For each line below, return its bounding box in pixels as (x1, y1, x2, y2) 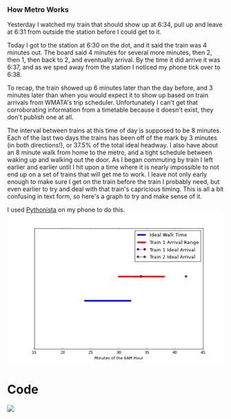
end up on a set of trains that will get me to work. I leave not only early (7, 170, 208, 178)
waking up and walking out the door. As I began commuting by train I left (7, 156, 214, 164)
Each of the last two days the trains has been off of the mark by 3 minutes (7, 134, 217, 142)
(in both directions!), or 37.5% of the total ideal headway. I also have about (7, 141, 219, 150)
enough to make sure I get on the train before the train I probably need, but (7, 178, 220, 186)
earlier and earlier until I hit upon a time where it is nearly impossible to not (7, 163, 219, 172)
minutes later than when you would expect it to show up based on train (7, 91, 209, 99)
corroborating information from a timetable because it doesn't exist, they (7, 105, 214, 114)
